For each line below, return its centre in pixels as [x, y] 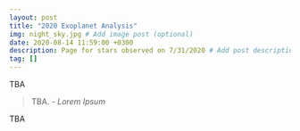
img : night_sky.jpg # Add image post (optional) [101, 34]
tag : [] [24, 59]
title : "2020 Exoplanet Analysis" [74, 26]
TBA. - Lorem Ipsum [68, 102]
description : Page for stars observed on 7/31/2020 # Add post [129, 51]
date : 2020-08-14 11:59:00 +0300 [71, 42]
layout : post [33, 17]
